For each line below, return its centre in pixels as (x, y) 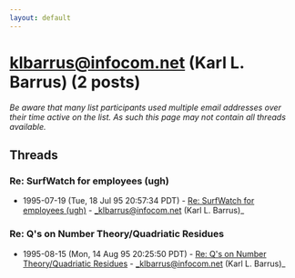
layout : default (40, 18)
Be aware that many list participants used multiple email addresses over (146, 107)
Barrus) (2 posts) (75, 82)
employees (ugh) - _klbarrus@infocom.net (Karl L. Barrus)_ (133, 211)
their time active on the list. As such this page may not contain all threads (148, 117)
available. (28, 126)
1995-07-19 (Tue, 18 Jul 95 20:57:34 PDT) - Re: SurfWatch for (138, 201)
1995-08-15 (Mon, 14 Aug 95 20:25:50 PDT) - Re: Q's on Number (144, 253)
